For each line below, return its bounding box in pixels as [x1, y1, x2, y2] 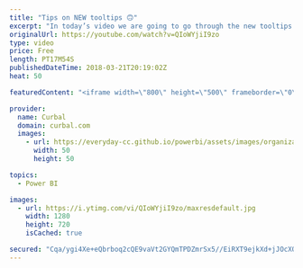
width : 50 [32, 146, 70, 156]
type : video [9, 38, 54, 48]
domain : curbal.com [17, 121, 91, 130]
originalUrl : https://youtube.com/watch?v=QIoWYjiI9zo [9, 30, 220, 39]
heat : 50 [9, 72, 42, 81]
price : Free [9, 47, 54, 56]
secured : [9, 245, 42, 254]
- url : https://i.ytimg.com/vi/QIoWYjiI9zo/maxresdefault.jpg [17, 203, 256, 212]
